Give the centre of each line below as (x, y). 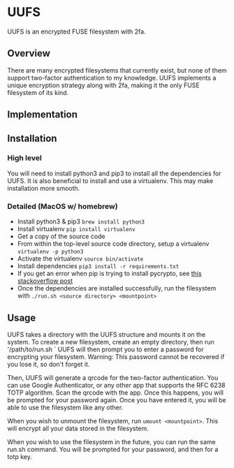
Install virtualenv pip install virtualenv (76, 229)
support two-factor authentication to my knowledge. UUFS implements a (112, 78)
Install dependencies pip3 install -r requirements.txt (98, 266)
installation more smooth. (44, 188)
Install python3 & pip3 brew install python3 (81, 221)
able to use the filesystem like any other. (65, 407)
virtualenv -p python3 (50, 252)
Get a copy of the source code (61, 236)
